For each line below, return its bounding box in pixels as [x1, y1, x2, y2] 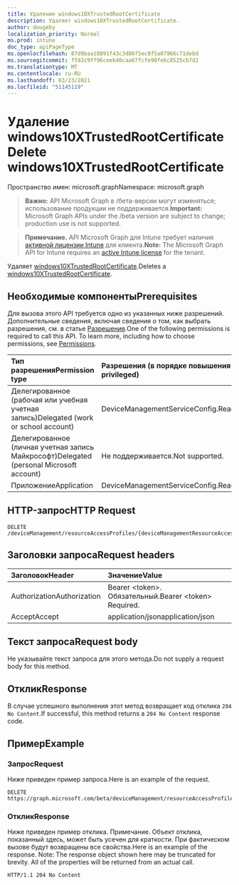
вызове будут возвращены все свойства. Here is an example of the [7, 843, 208, 852]
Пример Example [7, 738, 85, 750]
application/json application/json [107, 612, 215, 622]
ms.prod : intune [7, 37, 55, 44]
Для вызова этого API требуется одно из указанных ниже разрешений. [7, 309, 224, 318]
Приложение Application [11, 481, 94, 490]
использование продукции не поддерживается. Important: [24, 204, 203, 213]
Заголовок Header [11, 570, 75, 580]
